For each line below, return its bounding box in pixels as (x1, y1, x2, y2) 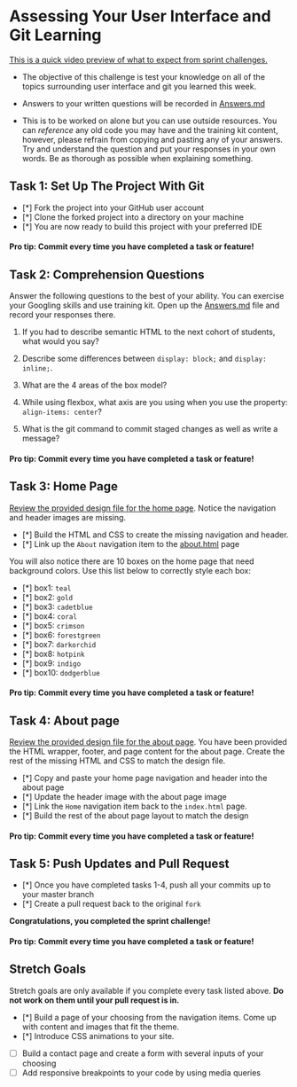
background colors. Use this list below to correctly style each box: (9, 565, 251, 575)
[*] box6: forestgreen (21, 630, 101, 640)
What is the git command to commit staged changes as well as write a (21, 424, 278, 434)
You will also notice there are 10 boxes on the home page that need (9, 556, 254, 567)
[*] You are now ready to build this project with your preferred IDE (21, 221, 263, 231)
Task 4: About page (9, 713, 120, 728)
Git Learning (9, 25, 102, 45)
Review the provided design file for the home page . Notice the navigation (9, 503, 277, 513)
